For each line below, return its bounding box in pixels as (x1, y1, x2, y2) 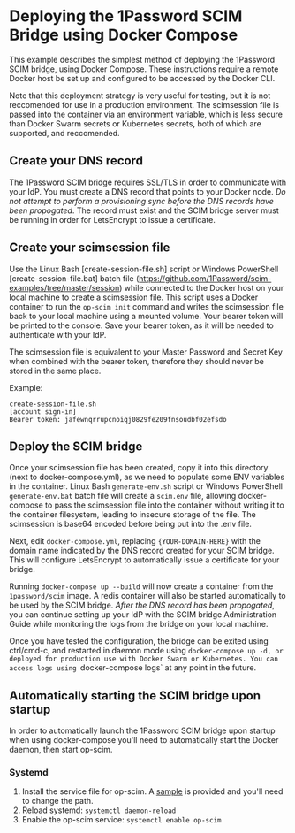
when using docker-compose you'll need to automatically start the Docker (9, 735, 279, 745)
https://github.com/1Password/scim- (138, 272, 272, 284)
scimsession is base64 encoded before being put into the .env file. (9, 519, 252, 530)
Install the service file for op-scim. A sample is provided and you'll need (21, 786, 284, 797)
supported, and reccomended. (9, 127, 121, 138)
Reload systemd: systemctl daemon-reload (21, 805, 177, 815)
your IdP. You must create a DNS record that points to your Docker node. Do (9, 186, 286, 196)
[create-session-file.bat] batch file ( (9, 272, 140, 284)
